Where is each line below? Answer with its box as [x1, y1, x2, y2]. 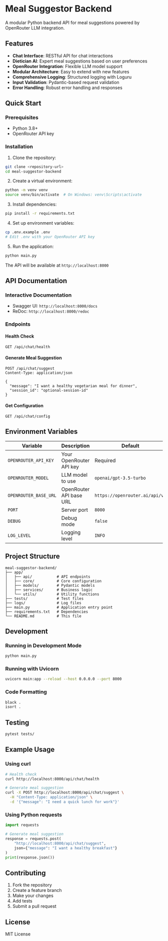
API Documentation [5, 277, 67, 285]
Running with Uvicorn [5, 665, 59, 672]
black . [5, 700, 21, 705]
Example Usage [5, 745, 55, 754]
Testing [5, 718, 29, 727]
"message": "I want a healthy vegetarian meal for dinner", [9, 383, 137, 388]
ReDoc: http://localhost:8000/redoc [12, 308, 89, 314]
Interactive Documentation [5, 292, 72, 299]
